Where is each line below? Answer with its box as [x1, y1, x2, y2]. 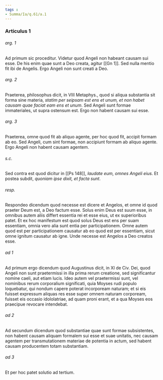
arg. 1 [5, 40, 16, 46]
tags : [5, 7, 18, 12]
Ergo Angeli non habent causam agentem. [5, 144, 89, 150]
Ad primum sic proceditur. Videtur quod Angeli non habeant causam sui [5, 55, 148, 61]
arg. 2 [5, 77, 17, 83]
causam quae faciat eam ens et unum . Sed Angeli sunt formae [5, 102, 131, 108]
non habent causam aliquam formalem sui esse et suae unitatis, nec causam [5, 333, 158, 338]
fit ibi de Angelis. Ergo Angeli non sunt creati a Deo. [5, 66, 109, 71]
